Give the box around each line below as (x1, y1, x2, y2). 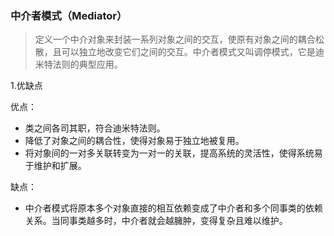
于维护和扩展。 (24, 160, 87, 172)
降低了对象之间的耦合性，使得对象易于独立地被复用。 (24, 135, 245, 147)
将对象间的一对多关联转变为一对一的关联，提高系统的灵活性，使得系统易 (24, 147, 323, 159)
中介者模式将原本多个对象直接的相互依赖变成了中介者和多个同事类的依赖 (24, 202, 323, 214)
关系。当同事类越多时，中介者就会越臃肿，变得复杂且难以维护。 (24, 215, 288, 227)
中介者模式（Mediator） (10, 8, 128, 22)
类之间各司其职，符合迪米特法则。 (24, 122, 166, 134)
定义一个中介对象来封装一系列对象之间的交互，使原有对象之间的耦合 (34, 33, 316, 46)
